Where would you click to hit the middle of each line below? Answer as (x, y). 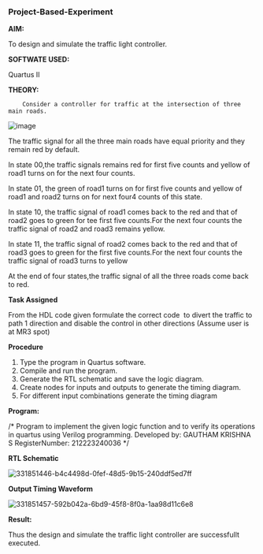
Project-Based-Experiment (61, 12)
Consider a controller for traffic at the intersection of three (132, 105)
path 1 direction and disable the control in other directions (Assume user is (129, 323)
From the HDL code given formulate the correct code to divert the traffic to (130, 315)
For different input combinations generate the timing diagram (119, 396)
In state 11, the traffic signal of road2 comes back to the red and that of (123, 244)
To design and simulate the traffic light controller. (88, 44)
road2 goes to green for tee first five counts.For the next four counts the (125, 221)
